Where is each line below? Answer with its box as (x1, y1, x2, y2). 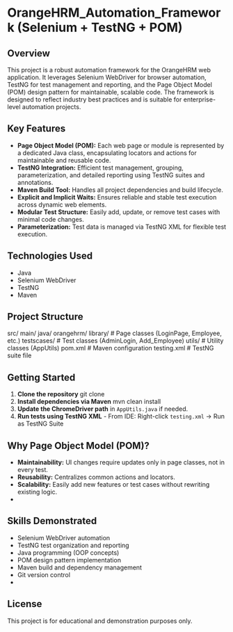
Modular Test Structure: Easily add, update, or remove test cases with (17, 207, 220, 216)
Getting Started (7, 371, 76, 383)
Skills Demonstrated (7, 515, 97, 527)
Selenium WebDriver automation (17, 533, 111, 542)
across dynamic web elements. (17, 200, 107, 209)
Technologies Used (7, 250, 93, 262)
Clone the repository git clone (17, 390, 105, 398)
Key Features (7, 123, 66, 135)
